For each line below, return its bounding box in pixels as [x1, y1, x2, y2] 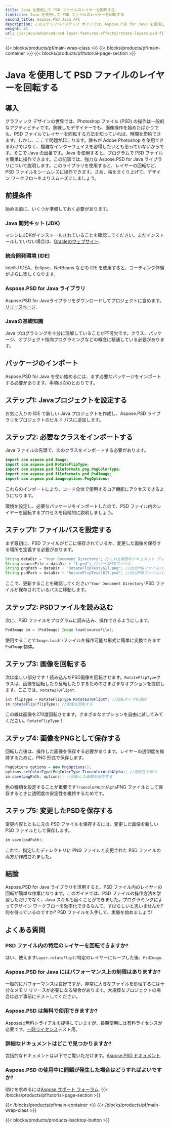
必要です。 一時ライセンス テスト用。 [5, 1026, 80, 1032]
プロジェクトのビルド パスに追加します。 [18, 416, 104, 423]
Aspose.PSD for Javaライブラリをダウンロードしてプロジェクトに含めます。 [5, 297, 164, 304]
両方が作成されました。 [5, 853, 54, 859]
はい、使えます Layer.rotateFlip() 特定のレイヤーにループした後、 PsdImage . [5, 954, 163, 960]
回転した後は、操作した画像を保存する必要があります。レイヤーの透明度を [5, 748, 160, 755]
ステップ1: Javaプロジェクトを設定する [5, 396, 127, 405]
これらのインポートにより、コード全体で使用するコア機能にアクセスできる [5, 486, 160, 492]
